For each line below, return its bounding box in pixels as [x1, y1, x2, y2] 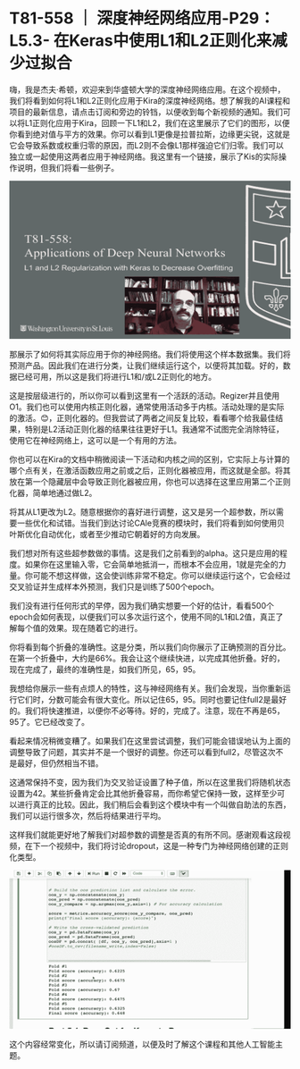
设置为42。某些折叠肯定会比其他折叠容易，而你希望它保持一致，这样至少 [9, 788, 278, 799]
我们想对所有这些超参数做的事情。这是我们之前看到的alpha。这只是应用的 [9, 548, 279, 559]
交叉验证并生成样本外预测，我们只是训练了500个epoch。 [9, 582, 220, 593]
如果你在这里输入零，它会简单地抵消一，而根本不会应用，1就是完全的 [24, 560, 279, 570]
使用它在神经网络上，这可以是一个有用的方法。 [9, 435, 181, 446]
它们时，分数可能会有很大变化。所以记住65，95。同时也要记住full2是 [16, 694, 271, 705]
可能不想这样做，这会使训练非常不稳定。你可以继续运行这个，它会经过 [32, 570, 291, 581]
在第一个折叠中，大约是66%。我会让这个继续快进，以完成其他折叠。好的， [9, 653, 286, 664]
